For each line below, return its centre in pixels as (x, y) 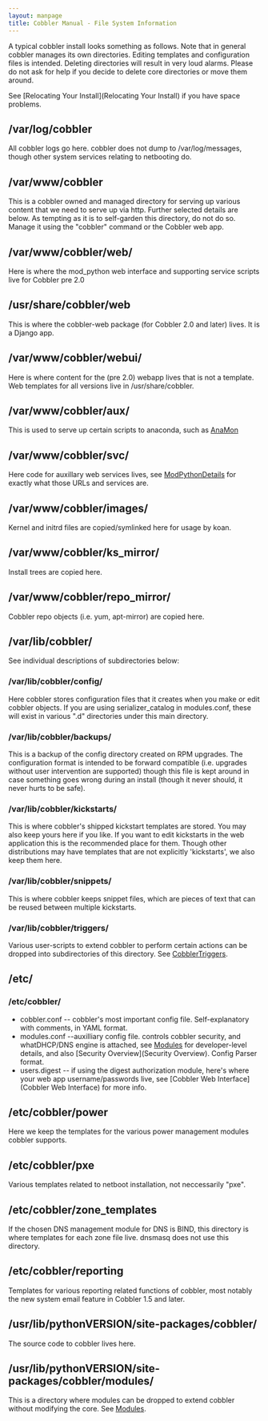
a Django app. (31, 332)
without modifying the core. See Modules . (77, 1409)
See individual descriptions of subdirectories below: (94, 660)
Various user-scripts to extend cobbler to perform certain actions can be (128, 945)
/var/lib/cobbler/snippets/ (60, 881)
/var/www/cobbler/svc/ (69, 455)
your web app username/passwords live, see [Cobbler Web (118, 1078)
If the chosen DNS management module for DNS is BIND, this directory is (129, 1229)
